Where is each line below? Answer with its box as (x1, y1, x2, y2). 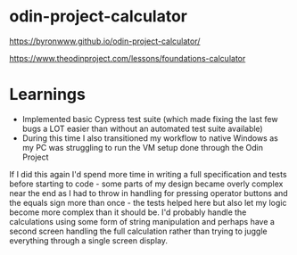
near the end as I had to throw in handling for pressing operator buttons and (9, 187, 288, 198)
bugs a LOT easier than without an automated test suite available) (21, 123, 263, 134)
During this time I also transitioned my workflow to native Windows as (21, 132, 278, 144)
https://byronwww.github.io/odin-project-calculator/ (9, 36, 201, 46)
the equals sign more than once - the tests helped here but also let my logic (9, 197, 287, 208)
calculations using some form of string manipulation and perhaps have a (9, 216, 275, 226)
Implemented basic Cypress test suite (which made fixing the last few (21, 113, 278, 124)
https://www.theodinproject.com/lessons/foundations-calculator (9, 53, 246, 63)
